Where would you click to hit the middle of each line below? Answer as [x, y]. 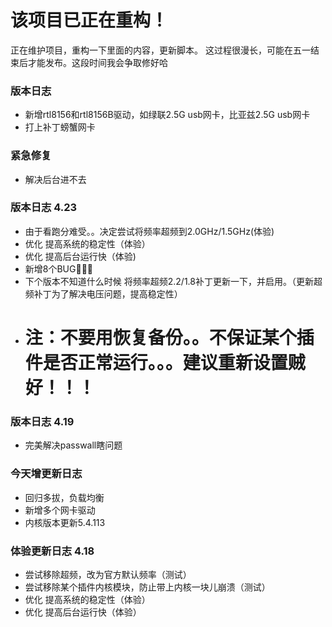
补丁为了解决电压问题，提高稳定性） [108, 293]
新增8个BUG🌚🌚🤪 [59, 268]
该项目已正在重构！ [89, 20]
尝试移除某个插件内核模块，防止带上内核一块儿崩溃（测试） [147, 587]
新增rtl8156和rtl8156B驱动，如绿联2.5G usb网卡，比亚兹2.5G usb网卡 [167, 115]
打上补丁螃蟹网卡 [60, 127]
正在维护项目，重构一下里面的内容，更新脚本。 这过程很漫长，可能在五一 [160, 50]
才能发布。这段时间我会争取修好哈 [97, 62]
